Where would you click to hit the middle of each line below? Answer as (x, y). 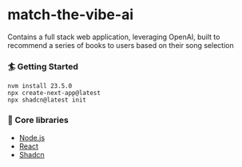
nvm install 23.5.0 (40, 86)
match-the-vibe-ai (70, 15)
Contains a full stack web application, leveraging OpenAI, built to (114, 37)
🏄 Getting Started (43, 66)
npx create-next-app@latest (54, 93)
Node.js (32, 137)
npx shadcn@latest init (47, 100)
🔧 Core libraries (38, 120)
